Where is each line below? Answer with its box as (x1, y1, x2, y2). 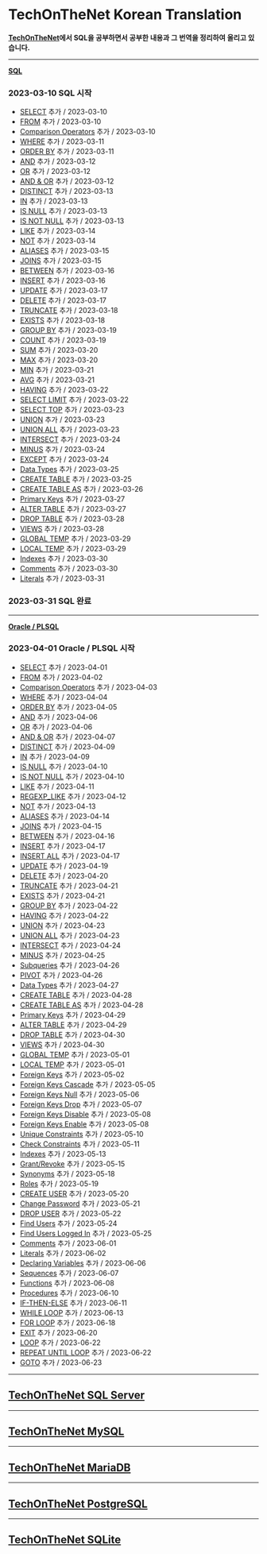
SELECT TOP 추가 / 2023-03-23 (19, 405, 125, 415)
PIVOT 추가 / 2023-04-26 (19, 970, 103, 980)
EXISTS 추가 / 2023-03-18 (19, 315, 106, 325)
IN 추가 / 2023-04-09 (19, 752, 90, 761)
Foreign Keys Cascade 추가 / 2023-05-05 (19, 1079, 156, 1089)
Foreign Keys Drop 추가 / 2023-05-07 (19, 1099, 143, 1109)
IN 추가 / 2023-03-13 (19, 196, 88, 206)
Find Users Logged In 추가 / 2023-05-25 (19, 1228, 153, 1238)
